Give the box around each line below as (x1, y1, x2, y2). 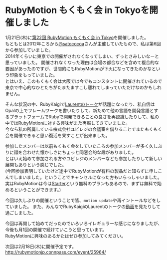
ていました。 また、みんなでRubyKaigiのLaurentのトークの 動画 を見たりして (5, 203, 161, 210)
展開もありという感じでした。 (5, 162, 66, 168)
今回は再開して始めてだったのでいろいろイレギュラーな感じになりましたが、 (5, 220, 163, 226)
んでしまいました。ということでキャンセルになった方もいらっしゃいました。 (5, 174, 162, 180)
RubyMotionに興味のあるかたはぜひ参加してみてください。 (5, 233, 126, 239)
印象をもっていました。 (9, 72, 58, 78)
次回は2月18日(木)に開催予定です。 (5, 243, 76, 250)
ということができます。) (13, 187, 61, 193)
